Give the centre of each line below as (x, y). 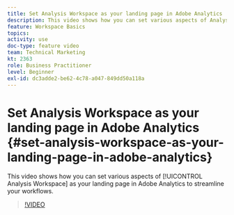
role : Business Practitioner (49, 65)
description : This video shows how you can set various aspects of (107, 20)
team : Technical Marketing (46, 53)
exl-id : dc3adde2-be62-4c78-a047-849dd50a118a (76, 78)
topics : (18, 33)
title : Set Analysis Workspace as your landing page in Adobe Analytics (115, 14)
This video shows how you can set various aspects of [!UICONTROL (105, 176)
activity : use (28, 40)
